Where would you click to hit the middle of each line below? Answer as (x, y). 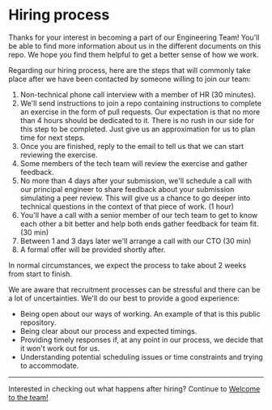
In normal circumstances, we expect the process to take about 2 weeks (127, 265)
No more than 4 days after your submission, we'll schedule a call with (136, 181)
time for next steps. (53, 137)
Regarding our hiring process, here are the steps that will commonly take (130, 70)
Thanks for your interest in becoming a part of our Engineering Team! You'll (134, 37)
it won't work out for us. (60, 348)
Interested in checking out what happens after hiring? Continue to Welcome (134, 389)
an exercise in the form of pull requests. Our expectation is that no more (140, 112)
